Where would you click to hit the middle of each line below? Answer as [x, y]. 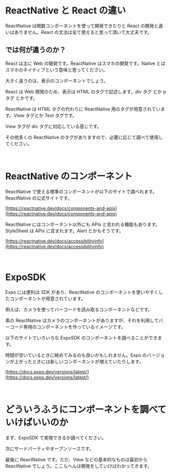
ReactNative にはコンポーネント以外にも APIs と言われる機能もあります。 [83, 224]
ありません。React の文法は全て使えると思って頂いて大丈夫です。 [83, 32]
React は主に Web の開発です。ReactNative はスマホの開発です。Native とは [85, 63]
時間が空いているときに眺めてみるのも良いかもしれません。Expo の [76, 355]
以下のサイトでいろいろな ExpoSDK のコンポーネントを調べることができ [81, 338]
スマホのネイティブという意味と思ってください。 [57, 69]
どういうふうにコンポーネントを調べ [81, 409]
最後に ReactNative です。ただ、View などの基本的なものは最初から [77, 459]
